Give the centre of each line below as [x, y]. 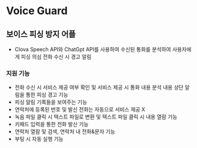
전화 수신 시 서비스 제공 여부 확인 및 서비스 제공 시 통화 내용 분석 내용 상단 [99, 87]
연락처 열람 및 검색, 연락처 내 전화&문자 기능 [65, 131]
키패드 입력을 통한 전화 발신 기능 [51, 124]
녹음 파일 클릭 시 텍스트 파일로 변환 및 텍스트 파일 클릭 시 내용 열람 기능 [96, 117]
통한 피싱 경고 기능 [47, 95]
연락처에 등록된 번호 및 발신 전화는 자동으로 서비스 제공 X [80, 110]
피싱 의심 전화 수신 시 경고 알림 [56, 57]
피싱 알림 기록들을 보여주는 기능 [51, 102]
